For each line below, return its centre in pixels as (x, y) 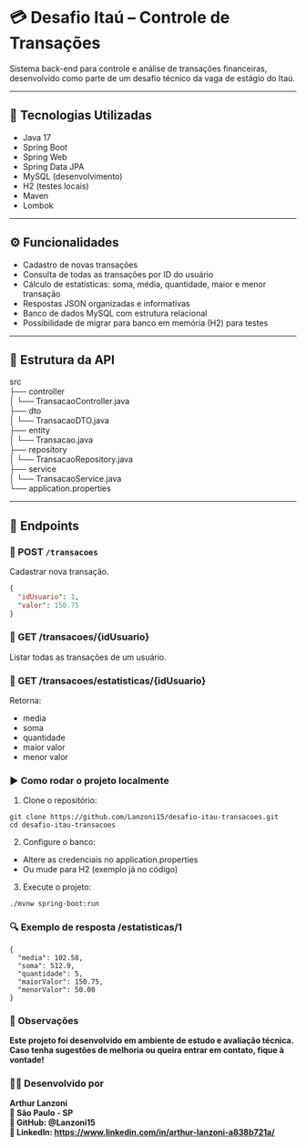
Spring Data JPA (53, 166)
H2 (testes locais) (56, 186)
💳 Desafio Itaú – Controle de (120, 18)
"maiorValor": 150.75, (61, 982)
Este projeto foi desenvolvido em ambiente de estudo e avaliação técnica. (152, 1040)
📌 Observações (44, 1020)
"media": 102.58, (51, 958)
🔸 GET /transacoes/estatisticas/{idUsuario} (108, 681)
